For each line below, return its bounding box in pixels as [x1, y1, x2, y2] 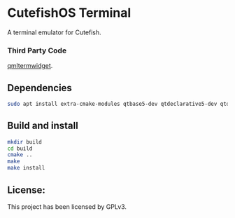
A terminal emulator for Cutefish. [7, 28, 101, 36]
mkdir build [7, 138, 42, 145]
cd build [7, 145, 33, 152]
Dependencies [7, 82, 72, 94]
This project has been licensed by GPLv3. [7, 202, 127, 211]
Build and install [7, 120, 78, 132]
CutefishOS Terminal [7, 5, 131, 21]
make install [7, 165, 45, 172]
